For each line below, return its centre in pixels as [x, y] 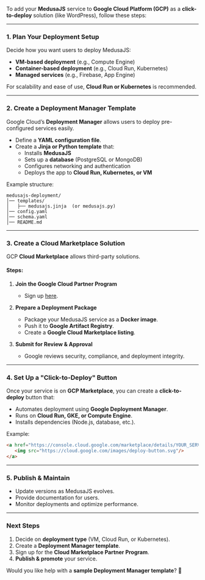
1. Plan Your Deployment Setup [53, 37]
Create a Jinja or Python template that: [65, 147]
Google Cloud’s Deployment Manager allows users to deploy [83, 121]
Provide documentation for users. [57, 498]
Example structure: [30, 184]
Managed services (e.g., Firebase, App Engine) [75, 75]
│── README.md [24, 222]
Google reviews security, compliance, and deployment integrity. [104, 356]
